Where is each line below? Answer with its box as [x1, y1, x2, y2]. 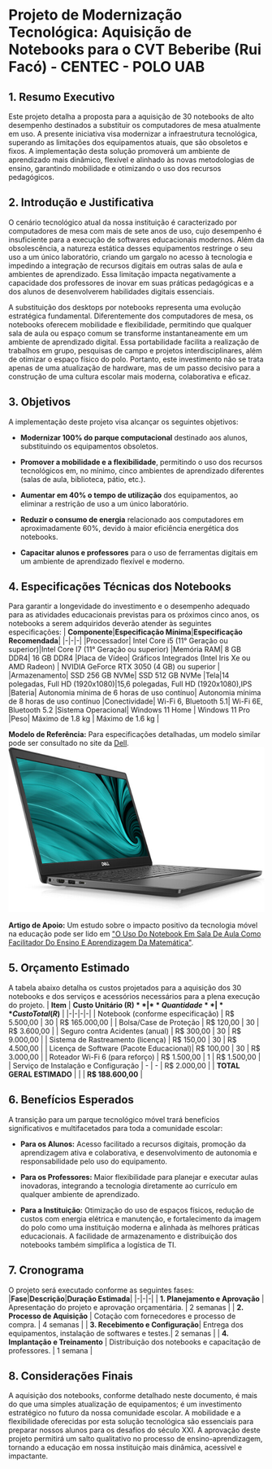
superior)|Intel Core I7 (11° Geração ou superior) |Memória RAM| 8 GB [8, 645, 242, 655]
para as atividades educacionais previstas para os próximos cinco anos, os [8, 610, 260, 620]
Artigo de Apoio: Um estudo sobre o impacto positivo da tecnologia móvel [8, 920, 258, 930]
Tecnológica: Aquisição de [8, 23, 192, 42]
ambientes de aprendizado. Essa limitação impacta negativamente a [8, 269, 237, 278]
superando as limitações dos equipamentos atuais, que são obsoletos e [8, 138, 248, 147]
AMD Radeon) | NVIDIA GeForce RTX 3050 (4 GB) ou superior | [8, 662, 221, 672]
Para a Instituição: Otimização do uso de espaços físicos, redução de [19, 1205, 254, 1215]
